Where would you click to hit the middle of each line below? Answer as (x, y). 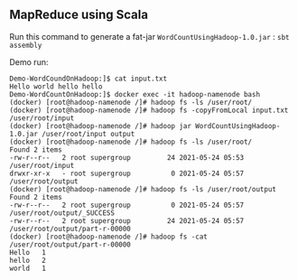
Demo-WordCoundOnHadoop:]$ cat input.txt (88, 79)
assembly (26, 45)
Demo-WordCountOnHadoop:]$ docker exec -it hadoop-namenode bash (135, 94)
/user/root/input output (88, 134)
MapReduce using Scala (79, 15)
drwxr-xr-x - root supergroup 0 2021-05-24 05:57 (127, 173)
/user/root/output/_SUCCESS (62, 213)
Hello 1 (28, 252)
